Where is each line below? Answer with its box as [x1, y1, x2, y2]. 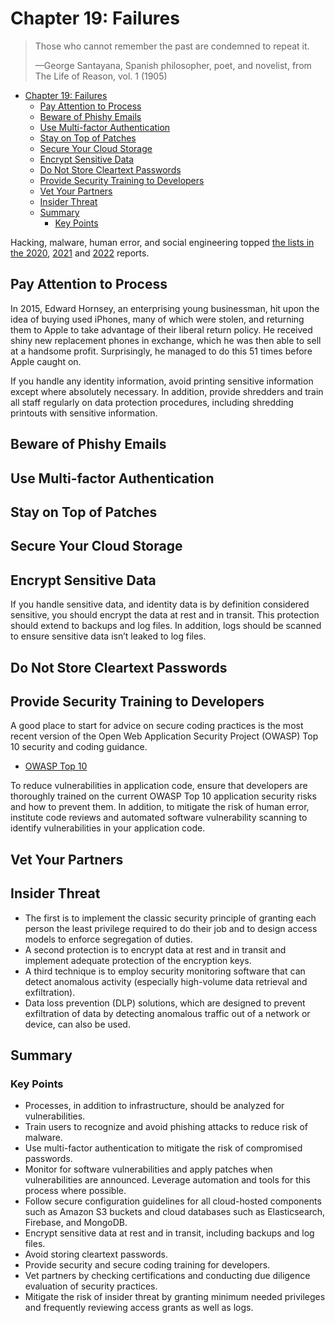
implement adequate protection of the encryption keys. [24, 954, 252, 966]
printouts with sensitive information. [10, 407, 158, 419]
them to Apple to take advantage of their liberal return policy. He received [10, 323, 313, 336]
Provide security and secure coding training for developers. [24, 1259, 271, 1271]
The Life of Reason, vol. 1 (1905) [34, 70, 168, 82]
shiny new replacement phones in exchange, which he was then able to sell [10, 334, 322, 346]
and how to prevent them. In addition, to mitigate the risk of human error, [10, 801, 310, 813]
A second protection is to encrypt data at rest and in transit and [24, 943, 287, 956]
